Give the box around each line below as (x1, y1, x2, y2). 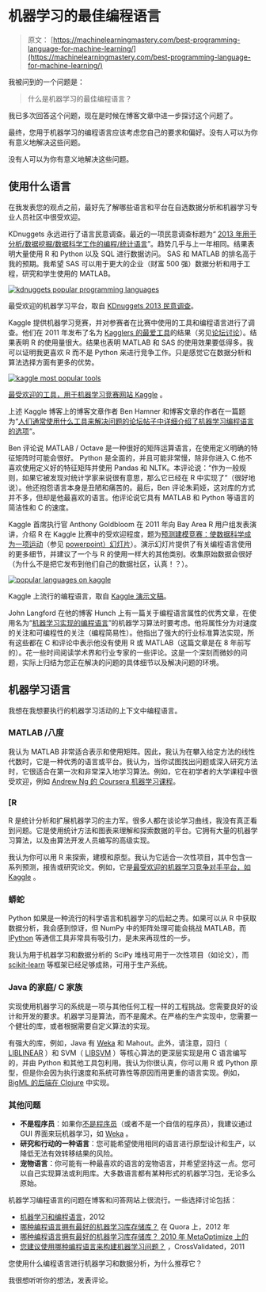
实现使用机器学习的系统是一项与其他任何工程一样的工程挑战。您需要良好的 (8, 1001, 251, 1011)
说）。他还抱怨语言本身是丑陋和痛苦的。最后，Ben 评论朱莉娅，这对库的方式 (8, 483, 256, 492)
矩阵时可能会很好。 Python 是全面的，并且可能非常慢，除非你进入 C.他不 (14, 453, 253, 462)
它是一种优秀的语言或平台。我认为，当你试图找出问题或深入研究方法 (35, 756, 258, 766)
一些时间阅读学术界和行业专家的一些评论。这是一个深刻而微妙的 (32, 648, 241, 657)
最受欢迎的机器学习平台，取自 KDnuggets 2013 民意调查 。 (8, 300, 198, 310)
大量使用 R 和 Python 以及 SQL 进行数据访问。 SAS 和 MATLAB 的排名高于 (14, 249, 257, 258)
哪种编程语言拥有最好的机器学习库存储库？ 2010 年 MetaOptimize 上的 (19, 1232, 249, 1241)
